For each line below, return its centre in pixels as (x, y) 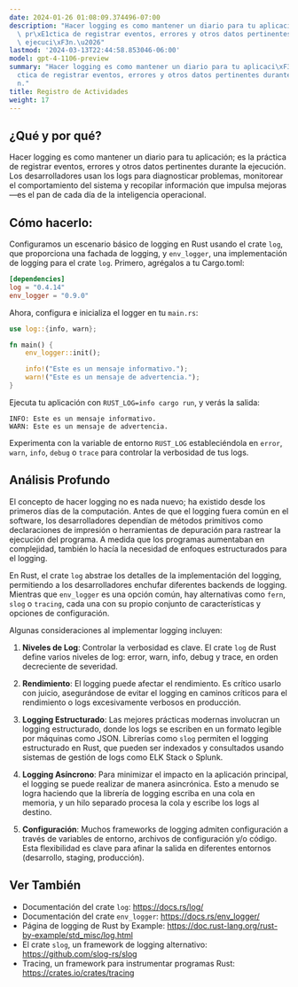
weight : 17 (29, 100)
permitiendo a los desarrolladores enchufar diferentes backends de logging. (148, 584)
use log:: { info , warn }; (53, 329)
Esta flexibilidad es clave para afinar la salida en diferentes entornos (146, 848)
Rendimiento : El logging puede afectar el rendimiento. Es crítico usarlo (152, 683)
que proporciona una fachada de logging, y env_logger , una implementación (149, 253)
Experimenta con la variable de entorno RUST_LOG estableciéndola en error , (146, 443)
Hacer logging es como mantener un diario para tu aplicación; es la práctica (148, 157)
